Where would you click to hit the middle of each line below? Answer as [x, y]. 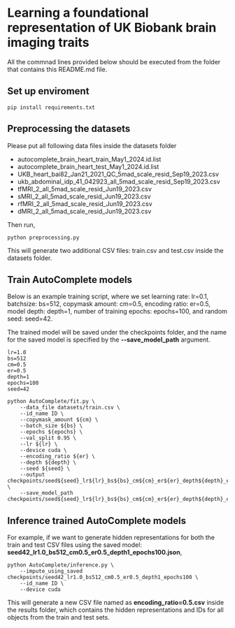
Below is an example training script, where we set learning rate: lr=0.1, [108, 297]
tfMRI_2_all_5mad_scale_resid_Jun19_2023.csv [85, 189]
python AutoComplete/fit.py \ [51, 402]
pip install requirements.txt [51, 107]
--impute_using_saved [51, 571]
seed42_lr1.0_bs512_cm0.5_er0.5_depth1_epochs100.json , [95, 553]
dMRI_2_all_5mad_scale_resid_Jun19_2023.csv [84, 211]
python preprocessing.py [43, 238]
